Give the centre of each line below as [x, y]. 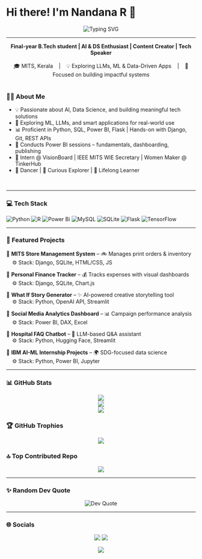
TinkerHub [28, 164]
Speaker [101, 52]
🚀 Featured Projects [35, 240]
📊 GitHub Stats [29, 383]
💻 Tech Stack [27, 204]
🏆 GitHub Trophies [35, 426]
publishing [28, 151]
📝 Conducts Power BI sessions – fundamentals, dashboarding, [92, 145]
